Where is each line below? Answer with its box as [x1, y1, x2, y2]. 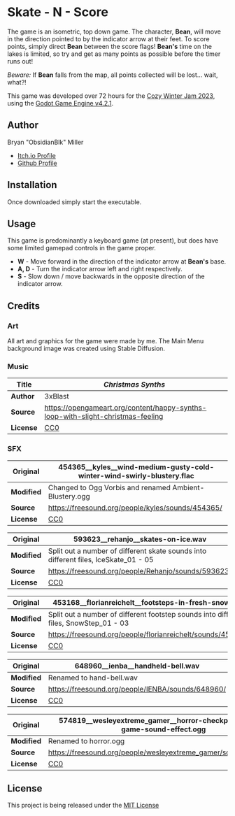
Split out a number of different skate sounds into [48, 546, 207, 556]
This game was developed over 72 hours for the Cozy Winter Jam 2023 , [7, 92, 215, 100]
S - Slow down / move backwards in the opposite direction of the [17, 272, 205, 280]
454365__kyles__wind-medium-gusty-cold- [58, 462, 215, 472]
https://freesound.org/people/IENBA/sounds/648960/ [48, 684, 226, 694]
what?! [7, 78, 27, 86]
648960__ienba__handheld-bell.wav [74, 661, 200, 671]
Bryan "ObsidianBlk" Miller [7, 138, 84, 146]
